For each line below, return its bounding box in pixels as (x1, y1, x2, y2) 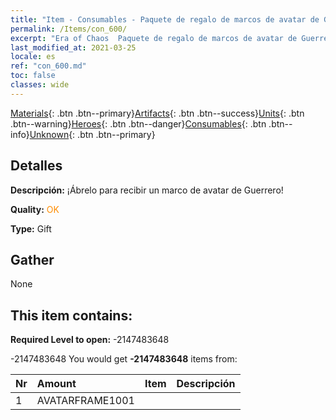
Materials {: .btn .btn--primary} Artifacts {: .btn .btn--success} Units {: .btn (10, 107, 305, 119)
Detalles (10, 157, 63, 175)
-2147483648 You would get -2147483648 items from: (10, 353, 238, 365)
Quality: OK (10, 203, 60, 215)
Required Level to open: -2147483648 (10, 334, 170, 346)
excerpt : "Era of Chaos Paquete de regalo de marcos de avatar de (10, 33, 298, 43)
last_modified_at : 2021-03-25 (10, 42, 137, 53)
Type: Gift (10, 222, 52, 235)
